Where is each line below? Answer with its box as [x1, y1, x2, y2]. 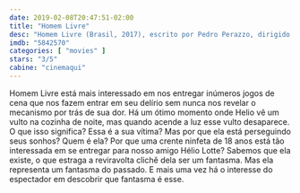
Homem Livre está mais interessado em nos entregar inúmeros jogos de [9, 87, 275, 99]
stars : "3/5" [9, 55, 58, 64]
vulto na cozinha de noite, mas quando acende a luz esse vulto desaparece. [9, 116, 290, 127]
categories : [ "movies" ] [9, 47, 106, 56]
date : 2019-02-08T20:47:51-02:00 [9, 13, 134, 22]
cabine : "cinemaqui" [9, 64, 87, 73]
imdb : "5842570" [9, 38, 70, 48]
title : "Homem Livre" [9, 22, 90, 31]
